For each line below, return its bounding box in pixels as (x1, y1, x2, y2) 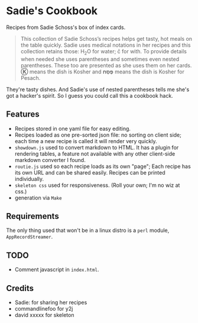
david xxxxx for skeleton (14, 311, 74, 318)
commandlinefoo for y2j (14, 305, 73, 312)
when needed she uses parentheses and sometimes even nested (20, 55, 180, 63)
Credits (6, 283, 34, 293)
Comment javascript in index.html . (14, 266, 99, 273)
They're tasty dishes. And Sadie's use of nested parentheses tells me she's (6, 86, 190, 93)
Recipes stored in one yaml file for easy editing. (14, 125, 131, 132)
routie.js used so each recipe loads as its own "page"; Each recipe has (14, 163, 191, 170)
